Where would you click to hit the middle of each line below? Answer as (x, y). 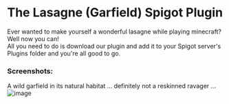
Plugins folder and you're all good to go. (64, 53)
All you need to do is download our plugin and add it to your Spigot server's (114, 46)
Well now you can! (33, 38)
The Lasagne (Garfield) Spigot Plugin (115, 13)
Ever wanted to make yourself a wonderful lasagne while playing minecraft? (115, 31)
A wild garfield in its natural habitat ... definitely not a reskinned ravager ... (112, 86)
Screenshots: (30, 71)
